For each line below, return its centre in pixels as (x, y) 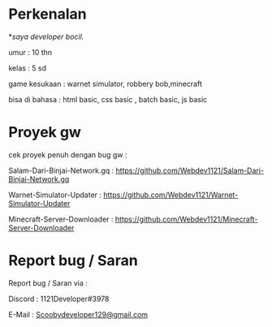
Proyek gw (45, 133)
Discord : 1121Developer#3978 (59, 299)
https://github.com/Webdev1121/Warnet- (171, 195)
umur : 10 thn (30, 52)
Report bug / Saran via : (48, 283)
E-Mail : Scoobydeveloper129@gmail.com (78, 314)
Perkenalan (47, 14)
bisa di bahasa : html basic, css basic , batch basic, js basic (108, 99)
